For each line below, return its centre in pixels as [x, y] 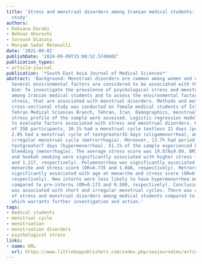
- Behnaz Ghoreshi [29, 34]
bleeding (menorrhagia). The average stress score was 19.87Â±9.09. [99, 151]
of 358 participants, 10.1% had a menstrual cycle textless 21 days [99, 129]
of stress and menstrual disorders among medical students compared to [103, 196]
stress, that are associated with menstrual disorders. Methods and [99, 101]
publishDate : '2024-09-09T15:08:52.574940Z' [63, 56]
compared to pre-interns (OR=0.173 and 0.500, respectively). [91, 185]
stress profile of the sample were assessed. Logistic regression [96, 118]
